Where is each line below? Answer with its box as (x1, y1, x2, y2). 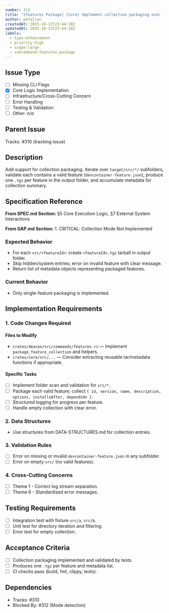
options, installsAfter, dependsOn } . (12, 394, 93, 400)
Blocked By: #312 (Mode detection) (12, 602, 86, 608)
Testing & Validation (12, 104, 54, 110)
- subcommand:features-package (10, 49, 75, 54)
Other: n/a (12, 110, 34, 116)
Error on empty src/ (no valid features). (12, 459, 95, 465)
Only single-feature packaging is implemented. (12, 290, 110, 296)
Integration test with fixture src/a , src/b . (12, 517, 97, 523)
